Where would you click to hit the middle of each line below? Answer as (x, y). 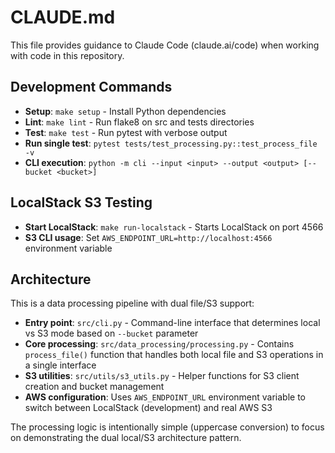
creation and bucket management (94, 387)
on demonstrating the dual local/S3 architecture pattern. (126, 438)
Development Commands (91, 87)
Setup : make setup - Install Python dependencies (125, 111)
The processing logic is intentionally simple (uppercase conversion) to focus (167, 427)
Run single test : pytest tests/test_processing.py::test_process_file (171, 143)
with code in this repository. (67, 55)
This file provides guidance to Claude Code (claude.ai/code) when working (165, 45)
